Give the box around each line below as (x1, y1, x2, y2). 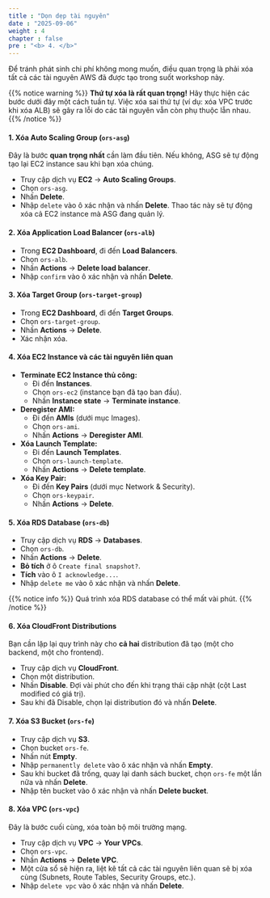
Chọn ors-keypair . (32, 490, 95, 500)
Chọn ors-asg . (19, 183, 69, 193)
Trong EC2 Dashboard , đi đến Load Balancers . (19, 246, 178, 255)
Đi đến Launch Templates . (32, 447, 122, 457)
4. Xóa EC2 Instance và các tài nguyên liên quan (8, 352, 174, 362)
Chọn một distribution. (19, 672, 95, 681)
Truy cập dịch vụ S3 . (19, 734, 91, 744)
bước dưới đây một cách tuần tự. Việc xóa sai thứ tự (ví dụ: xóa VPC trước (8, 97, 253, 107)
